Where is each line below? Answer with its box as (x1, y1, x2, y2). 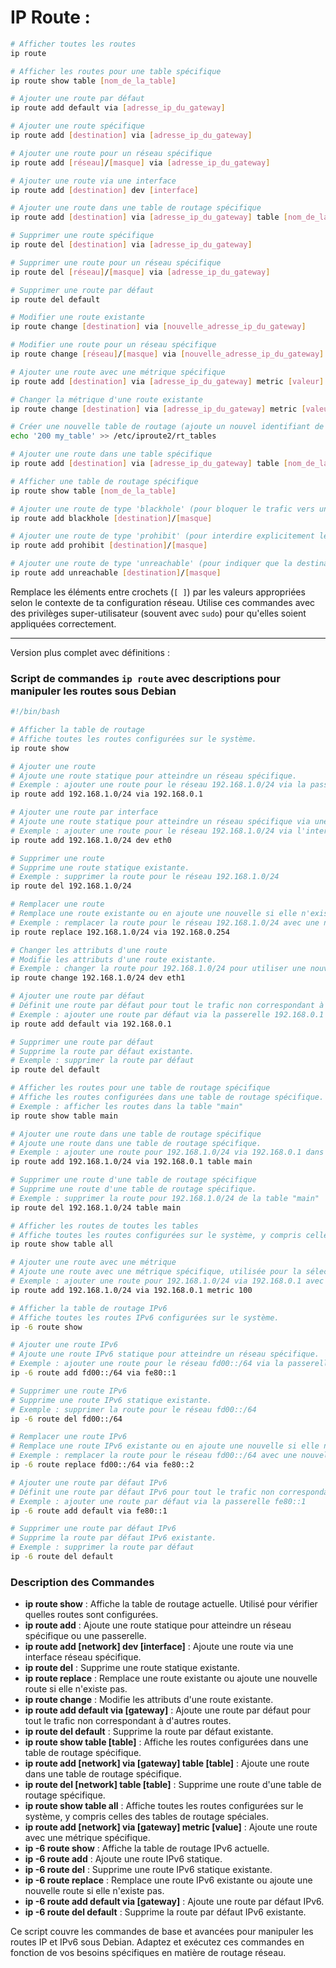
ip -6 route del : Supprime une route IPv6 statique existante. (24, 1864, 273, 1876)
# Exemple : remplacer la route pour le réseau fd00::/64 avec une (10, 1451, 298, 1461)
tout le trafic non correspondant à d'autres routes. (24, 1715, 232, 1727)
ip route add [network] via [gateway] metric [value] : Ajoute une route (24, 1821, 318, 1833)
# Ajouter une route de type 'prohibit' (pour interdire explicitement (10, 531, 315, 541)
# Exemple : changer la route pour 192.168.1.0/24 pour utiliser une (10, 964, 307, 974)
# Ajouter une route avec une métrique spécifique (10, 367, 226, 377)
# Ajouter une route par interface (10, 807, 159, 818)
